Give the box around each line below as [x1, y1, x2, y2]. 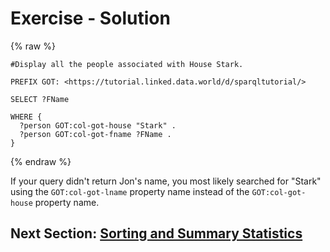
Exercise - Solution [10, 7, 171, 30]
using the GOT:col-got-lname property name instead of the [10, 185, 250, 197]
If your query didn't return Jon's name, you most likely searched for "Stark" [10, 175, 322, 187]
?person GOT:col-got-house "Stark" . [19, 120, 177, 131]
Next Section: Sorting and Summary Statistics [10, 225, 303, 242]
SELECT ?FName [10, 94, 70, 104]
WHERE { [10, 112, 43, 122]
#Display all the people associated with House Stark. [10, 59, 244, 69]
